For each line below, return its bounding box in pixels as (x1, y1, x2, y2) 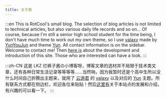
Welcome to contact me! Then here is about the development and (5, 47, 140, 53)
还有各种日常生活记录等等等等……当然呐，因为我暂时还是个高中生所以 (13, 69, 157, 75)
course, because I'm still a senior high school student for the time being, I (5, 31, 156, 37)
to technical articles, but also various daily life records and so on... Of (5, 26, 147, 32)
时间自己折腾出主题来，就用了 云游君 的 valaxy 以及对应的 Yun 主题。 (13, 75, 156, 81)
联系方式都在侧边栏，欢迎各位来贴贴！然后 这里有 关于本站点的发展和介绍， (9, 81, 162, 87)
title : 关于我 (5, 7, 32, 12)
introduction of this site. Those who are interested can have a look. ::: (5, 52, 147, 58)
